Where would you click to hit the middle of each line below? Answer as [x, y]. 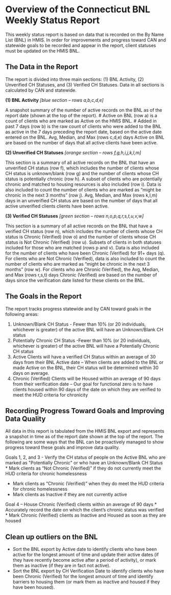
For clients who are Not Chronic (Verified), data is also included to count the [85, 258]
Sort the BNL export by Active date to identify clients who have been [85, 549]
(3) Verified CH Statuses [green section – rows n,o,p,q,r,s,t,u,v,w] [75, 216]
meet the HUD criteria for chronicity [50, 395]
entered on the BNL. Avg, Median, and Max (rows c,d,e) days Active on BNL [85, 137]
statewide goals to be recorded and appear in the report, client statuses [81, 45]
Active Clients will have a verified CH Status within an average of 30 [84, 356]
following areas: [22, 314]
